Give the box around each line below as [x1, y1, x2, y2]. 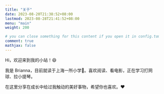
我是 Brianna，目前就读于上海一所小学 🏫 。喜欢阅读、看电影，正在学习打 [5, 67, 149, 73]
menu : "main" [5, 20, 32, 26]
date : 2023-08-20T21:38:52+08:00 [5, 12, 73, 17]
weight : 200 [5, 25, 29, 30]
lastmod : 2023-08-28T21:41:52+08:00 [5, 16, 80, 21]
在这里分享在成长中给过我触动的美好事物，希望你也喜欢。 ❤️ [5, 84, 125, 90]
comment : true [5, 38, 34, 44]
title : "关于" [5, 7, 33, 12]
